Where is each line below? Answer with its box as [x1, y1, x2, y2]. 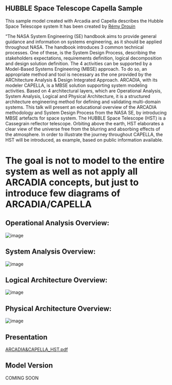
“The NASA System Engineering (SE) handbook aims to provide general [5, 33, 157, 39]
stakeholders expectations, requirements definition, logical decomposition [5, 55, 162, 61]
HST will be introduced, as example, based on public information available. [5, 137, 163, 143]
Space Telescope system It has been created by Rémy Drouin [5, 23, 136, 29]
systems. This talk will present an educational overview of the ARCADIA [5, 104, 157, 110]
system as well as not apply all [5, 166, 138, 177]
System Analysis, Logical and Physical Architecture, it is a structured [5, 93, 150, 99]
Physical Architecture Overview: [5, 304, 112, 313]
